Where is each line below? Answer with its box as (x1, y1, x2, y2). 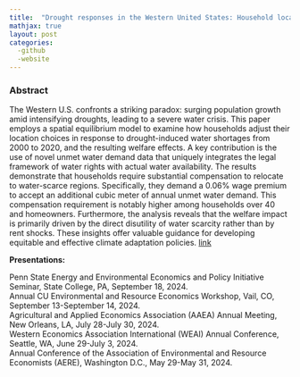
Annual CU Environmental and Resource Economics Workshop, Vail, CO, (9, 291, 275, 302)
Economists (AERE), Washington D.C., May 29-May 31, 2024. (9, 357, 233, 368)
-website (17, 54, 50, 63)
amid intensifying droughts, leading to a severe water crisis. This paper (9, 113, 271, 125)
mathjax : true (9, 21, 62, 30)
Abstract (9, 84, 49, 96)
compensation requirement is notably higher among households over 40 (9, 199, 275, 210)
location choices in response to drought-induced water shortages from (9, 133, 271, 144)
